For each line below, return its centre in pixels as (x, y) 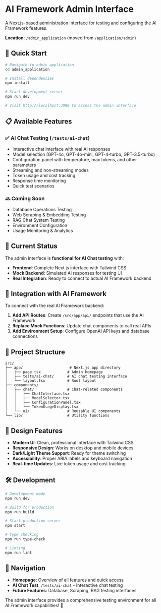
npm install (17, 83)
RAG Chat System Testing (39, 220)
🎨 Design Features (34, 431)
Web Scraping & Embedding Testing (49, 215)
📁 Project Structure (35, 352)
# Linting (15, 548)
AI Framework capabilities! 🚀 (34, 606)
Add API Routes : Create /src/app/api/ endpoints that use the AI (78, 315)
